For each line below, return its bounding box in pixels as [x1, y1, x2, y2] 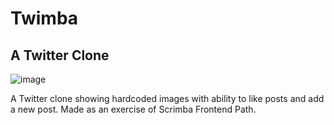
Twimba [10, 7, 79, 30]
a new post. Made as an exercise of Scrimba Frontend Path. [10, 103, 257, 115]
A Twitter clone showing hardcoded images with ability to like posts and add [10, 93, 325, 104]
